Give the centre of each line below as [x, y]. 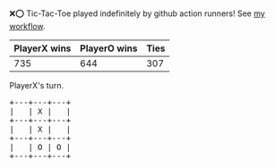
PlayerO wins [109, 48]
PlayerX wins [43, 48]
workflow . [27, 26]
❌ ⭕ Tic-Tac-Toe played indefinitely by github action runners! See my [137, 13]
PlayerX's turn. [37, 85]
